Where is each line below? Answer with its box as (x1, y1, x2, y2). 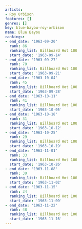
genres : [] (5, 21, 27, 26)
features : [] (5, 16, 32, 21)
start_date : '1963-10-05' (9, 107, 62, 113)
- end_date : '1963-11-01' (5, 148, 58, 153)
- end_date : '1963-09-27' (5, 57, 58, 62)
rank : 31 (9, 116, 27, 121)
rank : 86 (9, 44, 27, 48)
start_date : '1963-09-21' (9, 71, 62, 76)
